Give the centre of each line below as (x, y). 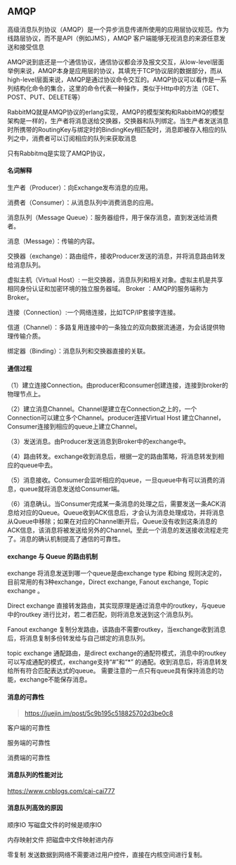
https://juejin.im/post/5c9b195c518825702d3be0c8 (99, 713)
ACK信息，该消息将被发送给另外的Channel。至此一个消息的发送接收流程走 (115, 531)
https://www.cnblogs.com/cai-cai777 (61, 791)
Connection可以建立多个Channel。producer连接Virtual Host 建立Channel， (116, 418)
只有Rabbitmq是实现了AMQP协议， (58, 153)
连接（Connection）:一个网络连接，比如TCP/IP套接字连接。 (93, 313)
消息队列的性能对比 (35, 775)
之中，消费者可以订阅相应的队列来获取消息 (75, 138)
